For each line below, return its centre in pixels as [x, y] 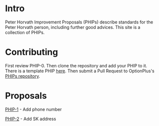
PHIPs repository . [23, 76]
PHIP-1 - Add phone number [34, 109]
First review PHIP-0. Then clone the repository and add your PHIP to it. [76, 65]
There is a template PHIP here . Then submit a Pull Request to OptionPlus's [80, 71]
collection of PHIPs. [25, 32]
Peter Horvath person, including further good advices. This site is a [73, 27]
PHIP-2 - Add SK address [31, 119]
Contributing [32, 52]
